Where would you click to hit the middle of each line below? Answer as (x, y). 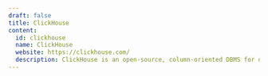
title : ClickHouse (39, 23)
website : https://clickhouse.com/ (73, 52)
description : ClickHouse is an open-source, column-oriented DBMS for (135, 60)
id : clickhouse (41, 38)
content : (23, 30)
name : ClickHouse (44, 45)
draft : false (30, 15)
